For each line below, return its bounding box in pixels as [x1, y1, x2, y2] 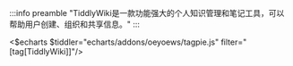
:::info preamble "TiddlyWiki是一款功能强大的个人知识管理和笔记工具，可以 [9, 8, 285, 18]
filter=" [220, 37, 247, 47]
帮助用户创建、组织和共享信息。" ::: [9, 19, 141, 29]
